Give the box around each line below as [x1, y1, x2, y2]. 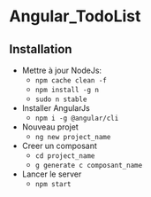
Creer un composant [21, 140, 97, 151]
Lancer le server [21, 169, 82, 179]
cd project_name [34, 152, 95, 161]
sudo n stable [34, 95, 87, 104]
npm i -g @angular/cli [34, 114, 119, 122]
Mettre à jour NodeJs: [21, 65, 102, 75]
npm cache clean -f [34, 76, 108, 85]
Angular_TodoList [9, 6, 141, 27]
